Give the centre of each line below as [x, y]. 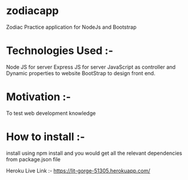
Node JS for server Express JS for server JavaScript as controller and [91, 67]
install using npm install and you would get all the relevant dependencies [94, 153]
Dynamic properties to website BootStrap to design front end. [81, 73]
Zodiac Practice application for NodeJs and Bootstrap [71, 27]
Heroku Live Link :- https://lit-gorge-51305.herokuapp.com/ [78, 171]
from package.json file [33, 159]
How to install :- [46, 137]
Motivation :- [39, 97]
